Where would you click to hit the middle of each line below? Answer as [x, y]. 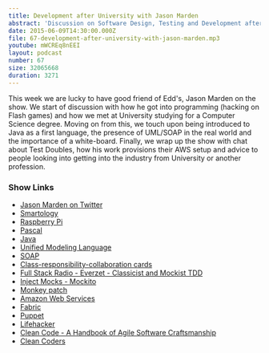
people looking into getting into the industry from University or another [125, 158]
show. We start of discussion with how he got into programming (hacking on [134, 107]
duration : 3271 [34, 75]
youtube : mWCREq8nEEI [44, 46]
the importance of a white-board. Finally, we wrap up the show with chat [128, 140]
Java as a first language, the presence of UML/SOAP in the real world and [130, 132]
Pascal [31, 230]
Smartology [39, 213]
